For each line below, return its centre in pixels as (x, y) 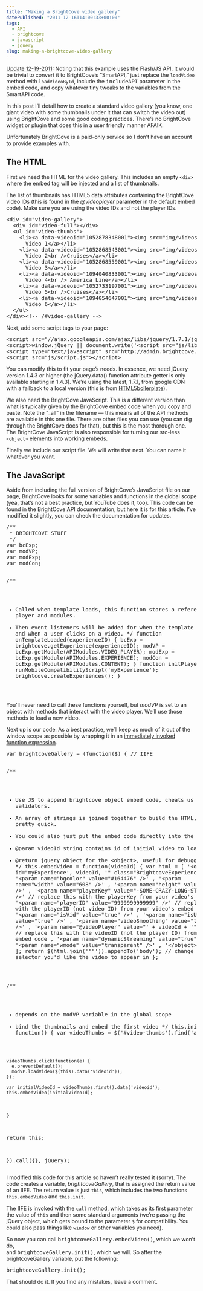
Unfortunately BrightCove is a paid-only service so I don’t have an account (99, 137)
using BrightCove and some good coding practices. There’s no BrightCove (99, 119)
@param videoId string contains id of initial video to (99, 848)
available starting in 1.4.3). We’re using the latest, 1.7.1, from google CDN (96, 382)
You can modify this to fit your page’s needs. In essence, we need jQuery (97, 369)
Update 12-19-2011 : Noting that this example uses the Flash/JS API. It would (100, 68)
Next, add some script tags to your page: (57, 328)
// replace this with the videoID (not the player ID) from (106, 933)
